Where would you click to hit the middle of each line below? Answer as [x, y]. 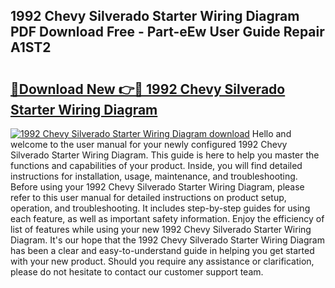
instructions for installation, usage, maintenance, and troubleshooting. [154, 176]
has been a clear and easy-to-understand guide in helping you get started [162, 250]
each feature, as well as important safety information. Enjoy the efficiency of [167, 218]
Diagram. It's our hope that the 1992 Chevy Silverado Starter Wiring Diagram [167, 240]
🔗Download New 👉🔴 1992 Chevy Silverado [148, 89]
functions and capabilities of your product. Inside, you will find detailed [156, 165]
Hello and [271, 133]
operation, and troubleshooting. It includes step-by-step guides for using [160, 208]
